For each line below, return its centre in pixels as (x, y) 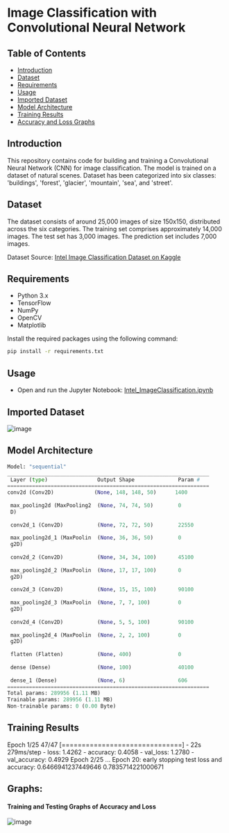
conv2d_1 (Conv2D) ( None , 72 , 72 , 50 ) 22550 (102, 525)
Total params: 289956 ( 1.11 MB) (54, 693)
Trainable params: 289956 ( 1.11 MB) (60, 700)
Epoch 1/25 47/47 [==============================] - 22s (104, 745)
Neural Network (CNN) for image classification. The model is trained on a (112, 168)
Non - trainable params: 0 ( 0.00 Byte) (62, 706)
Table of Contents (47, 53)
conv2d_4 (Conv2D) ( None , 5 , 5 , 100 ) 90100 (102, 622)
